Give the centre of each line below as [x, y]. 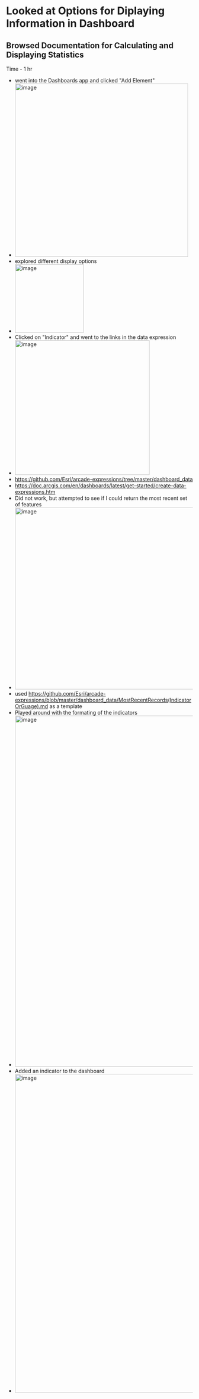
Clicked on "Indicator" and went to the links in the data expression [95, 337]
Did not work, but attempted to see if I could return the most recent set [101, 498]
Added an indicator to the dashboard [60, 1071]
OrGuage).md [31, 706]
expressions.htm [35, 492]
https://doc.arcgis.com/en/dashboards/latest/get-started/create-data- [100, 486]
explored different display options [56, 261]
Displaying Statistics [45, 55]
